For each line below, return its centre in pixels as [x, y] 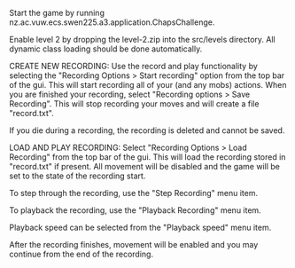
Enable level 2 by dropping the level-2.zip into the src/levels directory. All [143, 39]
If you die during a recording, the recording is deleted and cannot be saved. [147, 130]
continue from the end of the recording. [81, 254]
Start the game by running [57, 13]
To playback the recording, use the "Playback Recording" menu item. [135, 210]
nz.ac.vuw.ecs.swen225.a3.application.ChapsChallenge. [112, 22]
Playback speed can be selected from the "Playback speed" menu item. [140, 227]
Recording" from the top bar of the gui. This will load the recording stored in [147, 157]
